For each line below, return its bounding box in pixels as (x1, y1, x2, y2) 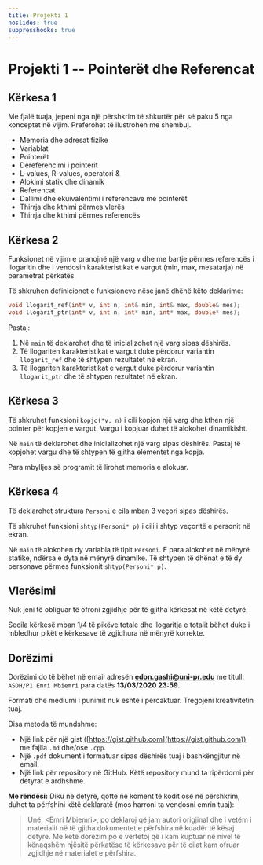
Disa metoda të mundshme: (8, 720, 97, 729)
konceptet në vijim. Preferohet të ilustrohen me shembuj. (8, 120, 192, 130)
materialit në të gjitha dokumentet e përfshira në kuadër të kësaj (27, 823, 235, 833)
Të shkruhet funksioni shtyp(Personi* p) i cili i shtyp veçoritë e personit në (8, 521, 251, 530)
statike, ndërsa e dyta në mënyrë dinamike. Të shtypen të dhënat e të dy (8, 553, 243, 563)
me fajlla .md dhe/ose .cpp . (19, 743, 107, 753)
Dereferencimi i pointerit (19, 160, 98, 170)
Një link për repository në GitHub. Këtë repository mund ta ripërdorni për (19, 768, 254, 778)
